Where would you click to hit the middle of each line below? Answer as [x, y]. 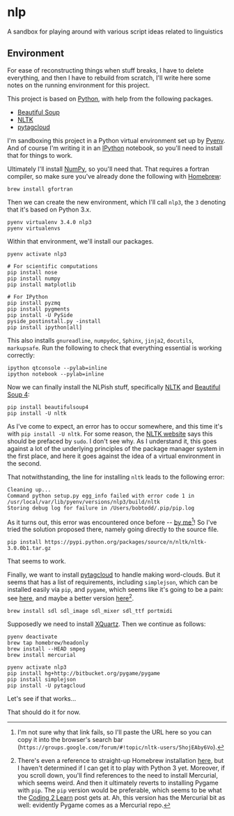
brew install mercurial [42, 655]
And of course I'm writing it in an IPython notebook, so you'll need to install [115, 148]
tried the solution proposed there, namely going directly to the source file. [113, 529]
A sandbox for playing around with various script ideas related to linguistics [115, 31]
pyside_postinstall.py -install [54, 321]
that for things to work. [40, 155]
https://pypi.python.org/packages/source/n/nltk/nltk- [126, 542]
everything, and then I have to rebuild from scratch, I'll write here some [109, 77]
